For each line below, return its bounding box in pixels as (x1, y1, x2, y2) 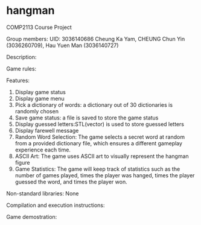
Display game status (14, 88, 66, 95)
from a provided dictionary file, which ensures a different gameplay (14, 139, 183, 147)
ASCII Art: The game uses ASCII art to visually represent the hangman (14, 152, 189, 160)
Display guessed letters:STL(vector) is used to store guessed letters (14, 120, 184, 127)
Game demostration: (6, 213, 57, 220)
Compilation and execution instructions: (6, 201, 105, 209)
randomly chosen (14, 107, 59, 115)
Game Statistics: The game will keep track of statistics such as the (14, 165, 180, 173)
